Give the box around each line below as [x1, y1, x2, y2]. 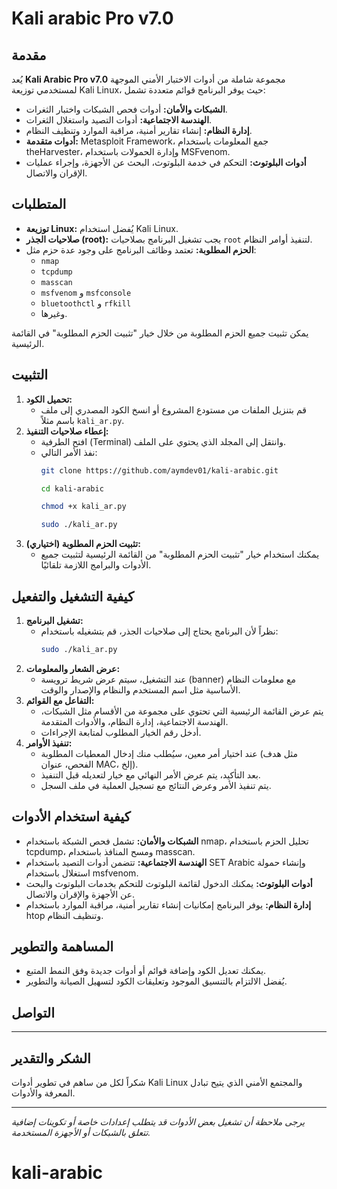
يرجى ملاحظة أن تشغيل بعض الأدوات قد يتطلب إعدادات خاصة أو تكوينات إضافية [11, 1116, 306, 1128]
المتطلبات [11, 196, 67, 213]
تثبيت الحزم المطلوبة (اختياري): [25, 538, 141, 550]
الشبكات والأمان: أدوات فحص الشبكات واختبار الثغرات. [25, 103, 228, 115]
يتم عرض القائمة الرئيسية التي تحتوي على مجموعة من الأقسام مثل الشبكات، [40, 705, 324, 717]
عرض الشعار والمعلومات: [25, 662, 121, 674]
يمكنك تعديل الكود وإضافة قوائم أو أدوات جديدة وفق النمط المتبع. [25, 965, 267, 977]
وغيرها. [40, 307, 68, 319]
